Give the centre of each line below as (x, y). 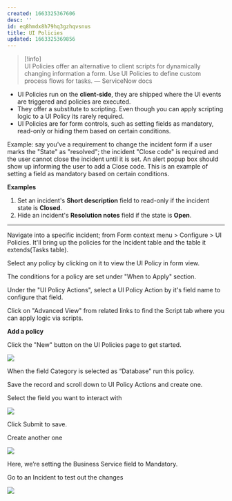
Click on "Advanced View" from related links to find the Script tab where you (116, 311)
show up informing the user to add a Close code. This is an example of (108, 167)
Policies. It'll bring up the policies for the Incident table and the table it (106, 243)
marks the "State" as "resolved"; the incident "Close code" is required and (113, 152)
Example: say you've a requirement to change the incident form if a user (110, 144)
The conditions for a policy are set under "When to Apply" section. (102, 276)
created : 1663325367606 (41, 13)
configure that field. (35, 297)
